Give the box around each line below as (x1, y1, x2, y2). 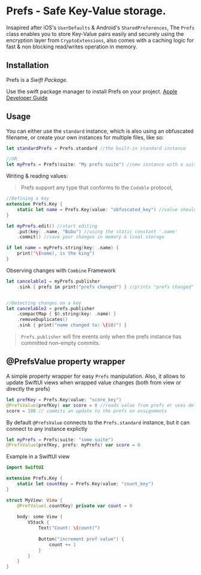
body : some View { (17, 514, 63, 520)
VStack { (28, 519, 50, 525)
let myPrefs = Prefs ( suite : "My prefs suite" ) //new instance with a (6, 161, 184, 168)
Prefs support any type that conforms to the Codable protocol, (20, 184, 173, 191)
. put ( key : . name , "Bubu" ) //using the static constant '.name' (17, 228, 178, 234)
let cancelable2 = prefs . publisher (6, 305, 95, 311)
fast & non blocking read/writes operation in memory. (6, 43, 138, 50)
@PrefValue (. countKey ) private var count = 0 (17, 503, 133, 509)
